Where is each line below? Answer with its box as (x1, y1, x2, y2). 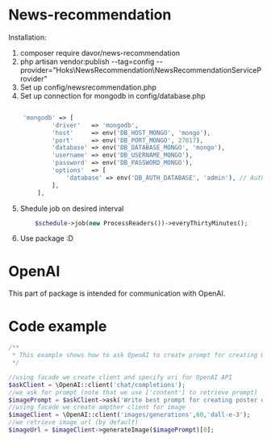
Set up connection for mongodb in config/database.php (19, 91, 206, 100)
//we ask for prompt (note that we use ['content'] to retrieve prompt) (8, 388, 258, 397)
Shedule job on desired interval (19, 204, 124, 213)
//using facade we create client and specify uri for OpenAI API (8, 373, 232, 381)
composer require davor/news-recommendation (19, 48, 180, 57)
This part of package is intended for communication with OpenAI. (8, 288, 226, 298)
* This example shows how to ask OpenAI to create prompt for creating (11, 351, 258, 360)
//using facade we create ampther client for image (8, 403, 186, 411)
